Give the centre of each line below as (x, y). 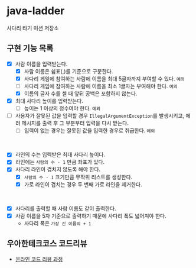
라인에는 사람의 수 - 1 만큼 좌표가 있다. (60, 162)
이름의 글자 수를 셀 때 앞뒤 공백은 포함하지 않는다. (81, 93)
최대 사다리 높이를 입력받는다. (49, 101)
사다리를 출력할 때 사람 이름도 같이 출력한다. (66, 208)
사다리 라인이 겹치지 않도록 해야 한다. (58, 169)
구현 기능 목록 (30, 49)
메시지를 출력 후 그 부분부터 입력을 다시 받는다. (75, 123)
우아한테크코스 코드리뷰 (47, 244)
